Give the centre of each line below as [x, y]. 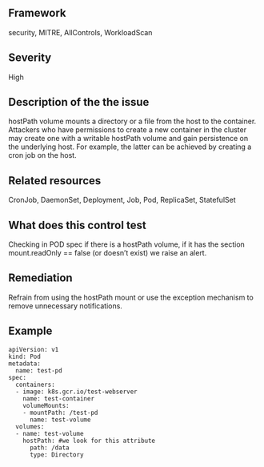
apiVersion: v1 [34, 349]
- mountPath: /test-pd [60, 413]
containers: [36, 384]
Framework [37, 13]
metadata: [25, 364]
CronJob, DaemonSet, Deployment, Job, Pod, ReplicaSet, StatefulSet [122, 200]
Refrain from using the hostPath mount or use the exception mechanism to [131, 297]
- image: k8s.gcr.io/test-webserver [76, 392]
